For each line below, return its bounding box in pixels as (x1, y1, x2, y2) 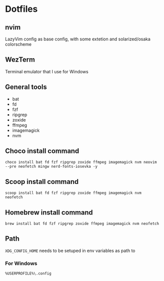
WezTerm (5, 56, 35, 64)
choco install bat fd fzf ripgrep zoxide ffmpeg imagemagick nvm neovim (5, 160, 157, 165)
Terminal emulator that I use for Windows (5, 68, 88, 74)
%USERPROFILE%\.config (5, 271, 52, 276)
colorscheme (5, 41, 32, 47)
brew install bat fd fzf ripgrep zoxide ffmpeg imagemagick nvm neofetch (5, 221, 160, 226)
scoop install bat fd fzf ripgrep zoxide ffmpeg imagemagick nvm (5, 190, 141, 195)
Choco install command (5, 147, 80, 156)
